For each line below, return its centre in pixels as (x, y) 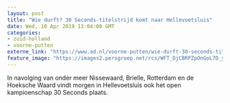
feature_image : (29, 58)
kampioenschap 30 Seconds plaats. (57, 92)
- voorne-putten (30, 45)
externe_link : (27, 52)
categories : (24, 33)
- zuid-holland (29, 39)
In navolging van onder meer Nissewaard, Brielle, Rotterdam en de (100, 78)
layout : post (26, 13)
